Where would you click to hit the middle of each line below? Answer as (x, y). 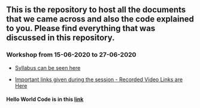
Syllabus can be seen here (48, 67)
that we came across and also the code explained (100, 19)
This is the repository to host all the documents (96, 10)
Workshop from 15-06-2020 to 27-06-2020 (71, 55)
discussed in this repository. (60, 38)
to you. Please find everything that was (81, 28)
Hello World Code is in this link (45, 99)
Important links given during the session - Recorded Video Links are (99, 79)
